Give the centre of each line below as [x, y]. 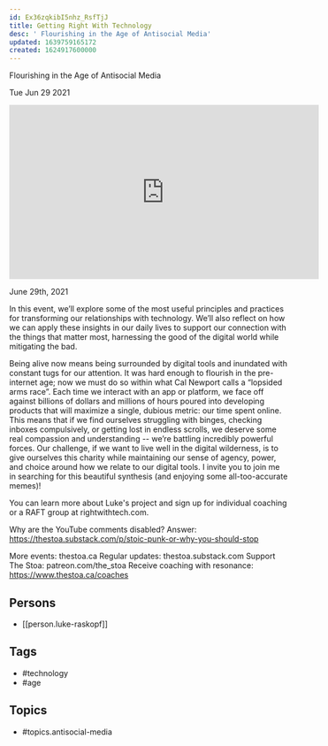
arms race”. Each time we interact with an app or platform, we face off [137, 392]
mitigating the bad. [43, 347]
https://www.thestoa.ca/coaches [69, 575]
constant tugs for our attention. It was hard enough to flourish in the [133, 373]
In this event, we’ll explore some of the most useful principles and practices [147, 309]
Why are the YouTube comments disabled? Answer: [103, 530]
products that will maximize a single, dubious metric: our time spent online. [145, 411]
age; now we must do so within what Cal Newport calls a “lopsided [161, 382]
